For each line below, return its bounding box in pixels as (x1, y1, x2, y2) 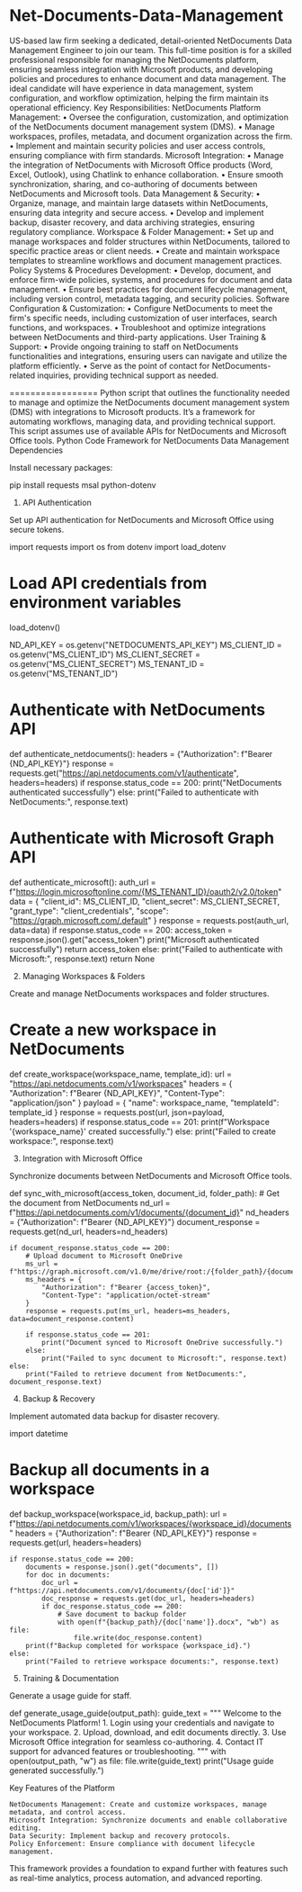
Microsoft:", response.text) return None (9, 953, 155, 964)
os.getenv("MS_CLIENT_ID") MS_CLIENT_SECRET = (9, 649, 200, 660)
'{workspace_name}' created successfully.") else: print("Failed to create (9, 1126, 277, 1137)
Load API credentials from (9, 573, 208, 594)
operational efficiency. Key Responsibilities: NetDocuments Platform (9, 102, 262, 113)
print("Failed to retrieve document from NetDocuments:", (25, 1369, 247, 1378)
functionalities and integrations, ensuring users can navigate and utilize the (9, 350, 288, 361)
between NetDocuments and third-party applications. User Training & (9, 331, 267, 342)
